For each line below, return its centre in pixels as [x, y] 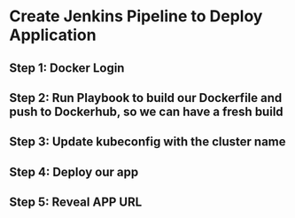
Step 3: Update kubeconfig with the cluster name [147, 142]
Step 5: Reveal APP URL [76, 202]
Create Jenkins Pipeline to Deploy [136, 16]
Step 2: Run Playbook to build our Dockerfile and [146, 98]
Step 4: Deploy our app [74, 171]
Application [53, 35]
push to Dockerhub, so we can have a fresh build [146, 111]
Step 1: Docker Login [67, 68]
